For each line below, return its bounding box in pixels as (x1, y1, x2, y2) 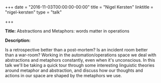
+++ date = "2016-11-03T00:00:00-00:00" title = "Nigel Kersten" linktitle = (5, 4, 154, 10)
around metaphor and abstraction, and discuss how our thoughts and (5, 67, 144, 73)
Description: (5, 37, 30, 43)
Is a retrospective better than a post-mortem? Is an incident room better (5, 47, 148, 52)
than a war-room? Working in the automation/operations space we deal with (5, 52, 156, 58)
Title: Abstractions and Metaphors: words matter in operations (5, 28, 130, 33)
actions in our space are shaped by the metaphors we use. (5, 73, 122, 78)
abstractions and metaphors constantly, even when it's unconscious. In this (5, 57, 156, 63)
